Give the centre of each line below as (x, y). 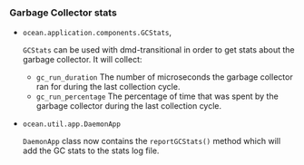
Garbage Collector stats (64, 13)
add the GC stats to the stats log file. (91, 150)
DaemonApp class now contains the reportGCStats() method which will (152, 141)
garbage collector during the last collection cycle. (129, 106)
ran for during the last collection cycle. (108, 87)
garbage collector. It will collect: (82, 60)
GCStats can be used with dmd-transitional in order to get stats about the (158, 50)
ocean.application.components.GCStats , (97, 33)
